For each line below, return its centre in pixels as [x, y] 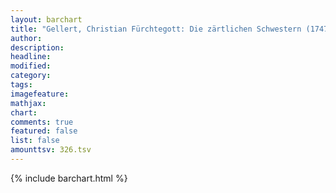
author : [26, 38]
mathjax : [28, 103]
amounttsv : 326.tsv [51, 150]
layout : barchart [46, 19]
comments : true [42, 122]
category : [31, 76]
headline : [31, 57]
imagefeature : [40, 94]
